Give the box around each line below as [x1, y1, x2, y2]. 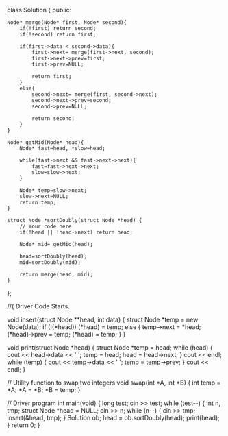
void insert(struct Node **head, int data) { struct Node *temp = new [7, 315, 199, 324]
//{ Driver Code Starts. [7, 302, 71, 311]
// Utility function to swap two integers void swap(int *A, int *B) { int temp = [7, 378, 221, 387]
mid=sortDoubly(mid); [19, 259, 81, 266]
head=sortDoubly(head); [19, 253, 88, 260]
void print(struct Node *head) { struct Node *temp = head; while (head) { [7, 343, 213, 352]
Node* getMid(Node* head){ [7, 139, 84, 146]
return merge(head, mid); [19, 271, 94, 278]
